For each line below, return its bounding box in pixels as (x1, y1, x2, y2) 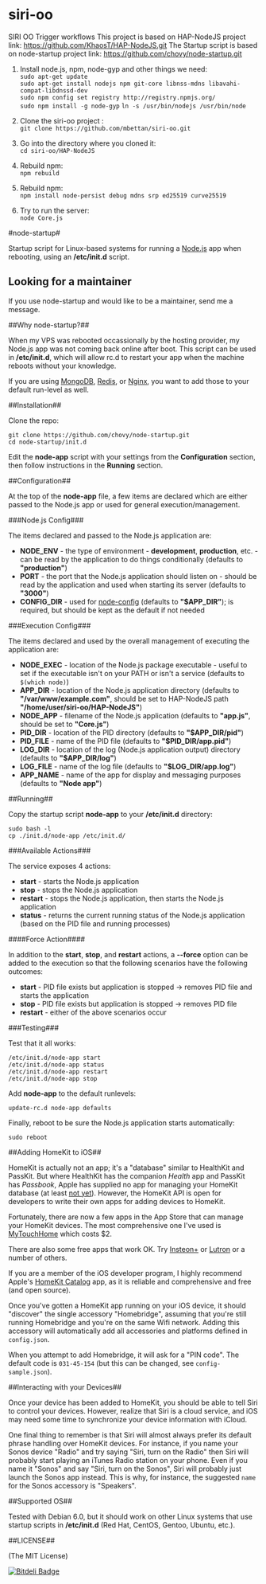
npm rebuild (19, 169, 60, 177)
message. (8, 304, 40, 314)
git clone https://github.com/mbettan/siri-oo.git (19, 124, 191, 132)
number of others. (8, 1253, 67, 1262)
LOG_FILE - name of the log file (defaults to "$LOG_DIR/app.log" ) (19, 761, 237, 771)
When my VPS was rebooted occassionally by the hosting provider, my (8, 335, 240, 345)
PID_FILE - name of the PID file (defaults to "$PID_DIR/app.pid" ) (19, 736, 232, 745)
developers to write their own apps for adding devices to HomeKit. (8, 1196, 226, 1206)
